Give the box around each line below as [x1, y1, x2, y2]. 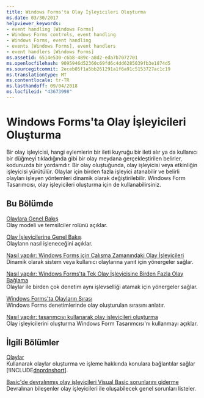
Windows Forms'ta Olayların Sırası [6, 295, 93, 302]
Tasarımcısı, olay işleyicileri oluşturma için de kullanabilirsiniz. [6, 181, 162, 188]
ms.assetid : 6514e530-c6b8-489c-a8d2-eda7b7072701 [6, 54, 138, 61]
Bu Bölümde [6, 198, 54, 209]
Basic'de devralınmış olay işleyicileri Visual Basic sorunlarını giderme [6, 378, 179, 386]
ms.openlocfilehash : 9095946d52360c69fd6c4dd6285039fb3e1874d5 [6, 60, 171, 66]
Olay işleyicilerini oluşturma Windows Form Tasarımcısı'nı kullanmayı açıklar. [6, 320, 199, 327]
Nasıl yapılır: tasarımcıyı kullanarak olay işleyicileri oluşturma [6, 313, 159, 320]
